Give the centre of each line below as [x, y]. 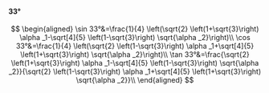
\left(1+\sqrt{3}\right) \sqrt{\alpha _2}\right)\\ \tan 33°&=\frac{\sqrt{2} [135, 55]
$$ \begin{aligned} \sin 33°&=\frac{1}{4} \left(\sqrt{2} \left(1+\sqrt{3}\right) [135, 29]
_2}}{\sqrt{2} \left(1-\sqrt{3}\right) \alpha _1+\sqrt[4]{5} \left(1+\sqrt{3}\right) [135, 71]
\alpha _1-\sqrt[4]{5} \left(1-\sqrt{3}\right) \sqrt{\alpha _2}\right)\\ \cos [135, 38]
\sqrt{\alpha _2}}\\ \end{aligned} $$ [135, 80]
